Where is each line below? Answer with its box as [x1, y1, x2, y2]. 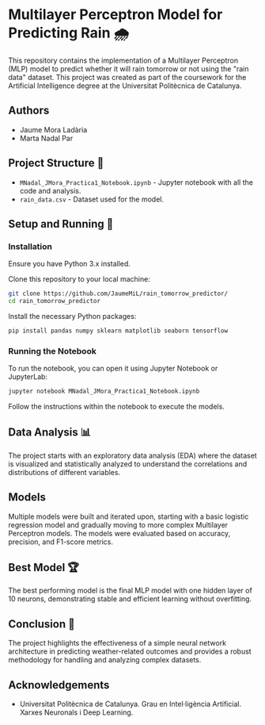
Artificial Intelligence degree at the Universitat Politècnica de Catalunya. [8, 81, 243, 90]
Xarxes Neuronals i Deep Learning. [19, 708, 134, 717]
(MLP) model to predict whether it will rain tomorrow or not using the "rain [8, 63, 249, 73]
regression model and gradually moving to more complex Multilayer [8, 520, 228, 529]
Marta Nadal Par [19, 133, 74, 143]
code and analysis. [19, 186, 81, 195]
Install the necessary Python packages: [8, 312, 137, 320]
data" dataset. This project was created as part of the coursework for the [8, 72, 247, 82]
